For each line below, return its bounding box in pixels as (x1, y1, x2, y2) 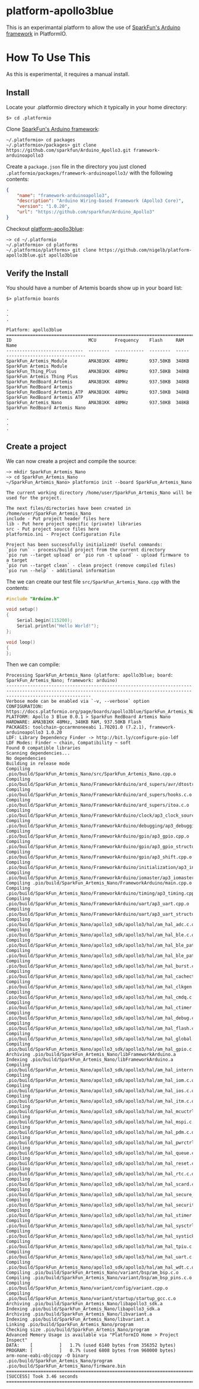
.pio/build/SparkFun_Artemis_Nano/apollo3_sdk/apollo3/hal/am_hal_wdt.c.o (6, 1264, 195, 1271)
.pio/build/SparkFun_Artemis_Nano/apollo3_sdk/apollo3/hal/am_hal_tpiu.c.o (6, 1244, 197, 1250)
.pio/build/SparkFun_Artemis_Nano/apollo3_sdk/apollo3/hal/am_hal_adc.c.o (6, 922, 195, 928)
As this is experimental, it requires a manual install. (6, 70, 130, 78)
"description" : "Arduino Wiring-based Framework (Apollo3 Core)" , (17, 198, 184, 204)
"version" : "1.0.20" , (17, 204, 70, 210)
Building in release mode (6, 761, 70, 767)
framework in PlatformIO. (6, 30, 68, 37)
